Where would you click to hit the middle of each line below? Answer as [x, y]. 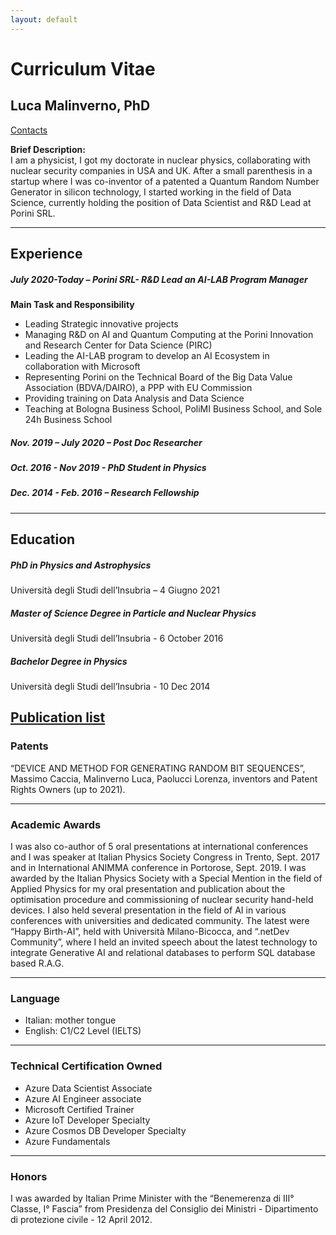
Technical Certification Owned [86, 1066]
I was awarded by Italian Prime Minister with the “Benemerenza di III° [152, 1198]
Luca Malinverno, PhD [80, 106]
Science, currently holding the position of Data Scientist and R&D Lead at [161, 202]
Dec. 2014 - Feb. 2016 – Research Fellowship [105, 493]
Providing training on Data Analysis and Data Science [134, 398]
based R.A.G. [37, 963]
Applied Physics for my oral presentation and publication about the [148, 888]
